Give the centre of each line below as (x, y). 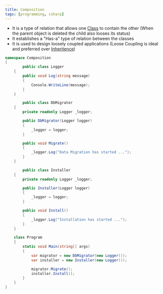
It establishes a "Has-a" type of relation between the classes (73, 38)
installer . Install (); (53, 273)
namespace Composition (28, 58)
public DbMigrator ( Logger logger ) (57, 121)
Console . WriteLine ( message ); (61, 85)
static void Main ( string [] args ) (56, 247)
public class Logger (43, 67)
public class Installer (46, 170)
